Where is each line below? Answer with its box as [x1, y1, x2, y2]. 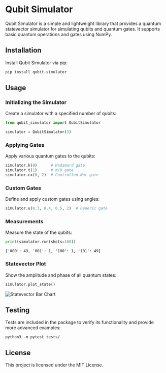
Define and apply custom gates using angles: [5, 196, 100, 202]
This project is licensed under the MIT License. [5, 362, 104, 368]
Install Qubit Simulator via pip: [5, 60, 68, 66]
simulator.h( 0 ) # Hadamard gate [5, 163, 85, 168]
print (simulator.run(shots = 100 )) [5, 239, 76, 245]
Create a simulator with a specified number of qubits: [5, 111, 117, 117]
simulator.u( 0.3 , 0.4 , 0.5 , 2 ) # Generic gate [5, 206, 108, 211]
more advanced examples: [5, 325, 61, 331]
